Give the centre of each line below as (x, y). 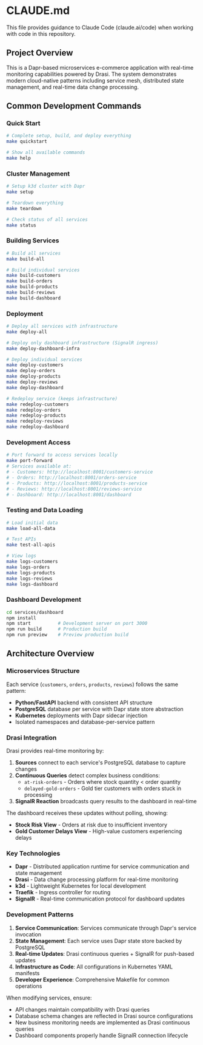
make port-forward (29, 461)
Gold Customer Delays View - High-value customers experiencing (98, 831)
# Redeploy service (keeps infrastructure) (62, 398)
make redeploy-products (36, 416)
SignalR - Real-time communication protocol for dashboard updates (100, 899)
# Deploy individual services (45, 359)
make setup (20, 192)
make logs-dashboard (32, 584)
